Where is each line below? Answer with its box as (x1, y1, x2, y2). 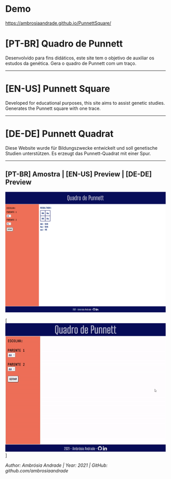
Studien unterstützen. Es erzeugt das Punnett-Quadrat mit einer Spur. (5, 150, 151, 156)
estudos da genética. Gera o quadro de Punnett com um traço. (5, 60, 136, 66)
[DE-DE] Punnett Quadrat (5, 128, 113, 140)
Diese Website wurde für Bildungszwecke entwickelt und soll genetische (5, 145, 158, 151)
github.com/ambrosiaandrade (5, 468, 69, 474)
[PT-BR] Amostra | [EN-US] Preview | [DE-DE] (5, 170, 152, 179)
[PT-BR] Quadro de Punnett (5, 38, 123, 50)
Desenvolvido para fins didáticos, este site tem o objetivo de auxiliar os (5, 55, 154, 61)
